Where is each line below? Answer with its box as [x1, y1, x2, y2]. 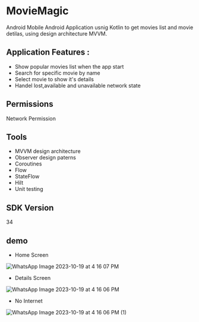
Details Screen [14, 275, 51, 281]
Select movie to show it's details [14, 75, 94, 82]
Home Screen [14, 251, 49, 259]
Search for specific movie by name [14, 69, 100, 76]
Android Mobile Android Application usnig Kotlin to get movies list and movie [6, 24, 194, 31]
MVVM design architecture [14, 148, 81, 155]
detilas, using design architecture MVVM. [6, 30, 108, 37]
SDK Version [6, 203, 54, 213]
